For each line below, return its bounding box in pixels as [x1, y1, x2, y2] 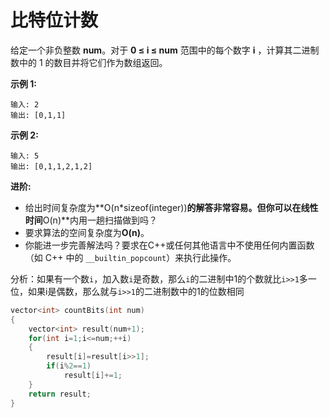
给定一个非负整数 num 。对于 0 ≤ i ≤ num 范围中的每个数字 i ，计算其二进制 [10, 44, 320, 56]
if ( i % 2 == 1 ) [46, 361, 92, 371]
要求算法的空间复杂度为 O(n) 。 [24, 226, 150, 238]
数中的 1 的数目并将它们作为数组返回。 [10, 56, 168, 68]
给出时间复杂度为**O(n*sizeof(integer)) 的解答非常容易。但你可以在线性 [24, 201, 319, 213]
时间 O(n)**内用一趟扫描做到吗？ [24, 214, 158, 226]
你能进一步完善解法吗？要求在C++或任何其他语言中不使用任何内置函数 [24, 239, 315, 251]
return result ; [28, 389, 92, 399]
